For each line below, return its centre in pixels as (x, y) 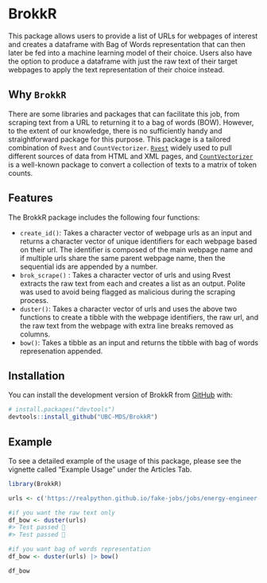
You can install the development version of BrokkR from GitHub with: (120, 395)
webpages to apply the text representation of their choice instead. (116, 69)
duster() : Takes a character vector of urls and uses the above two (128, 309)
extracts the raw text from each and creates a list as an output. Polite (133, 283)
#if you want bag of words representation (79, 550)
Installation (37, 376)
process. (34, 300)
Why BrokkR (37, 95)
